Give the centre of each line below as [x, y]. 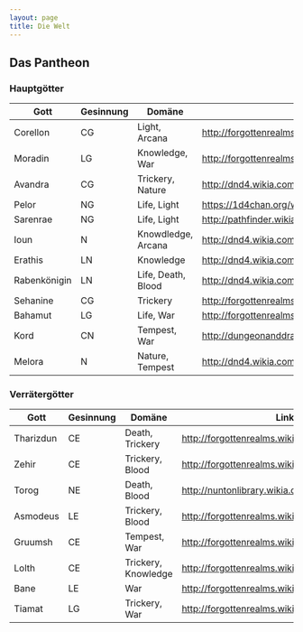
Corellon [32, 133]
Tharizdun [36, 439]
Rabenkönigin [43, 281]
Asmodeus [37, 516]
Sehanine [34, 301]
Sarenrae [33, 219]
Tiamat [28, 609]
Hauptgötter [37, 88]
